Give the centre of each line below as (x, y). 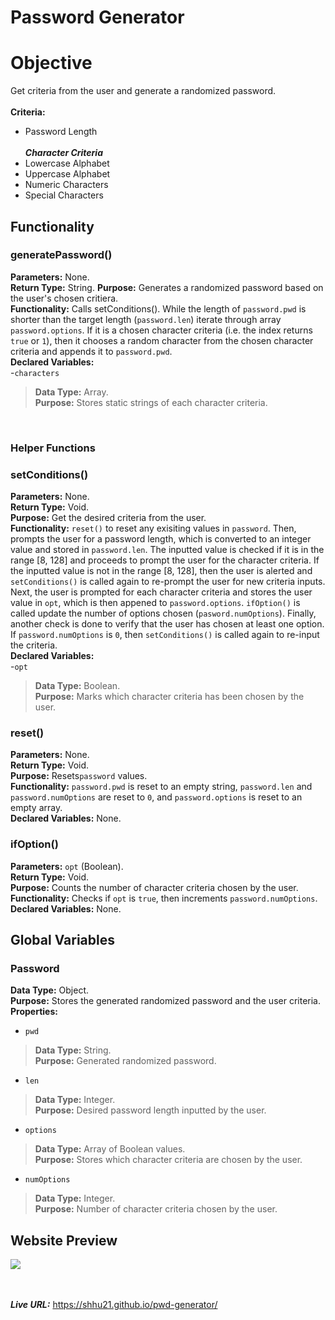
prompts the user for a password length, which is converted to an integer (161, 539)
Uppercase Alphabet (67, 174)
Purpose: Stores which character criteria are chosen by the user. (168, 1160)
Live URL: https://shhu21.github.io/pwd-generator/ (114, 1305)
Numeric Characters (66, 185)
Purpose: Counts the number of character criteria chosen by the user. (154, 887)
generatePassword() (61, 255)
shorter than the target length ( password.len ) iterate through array (146, 319)
